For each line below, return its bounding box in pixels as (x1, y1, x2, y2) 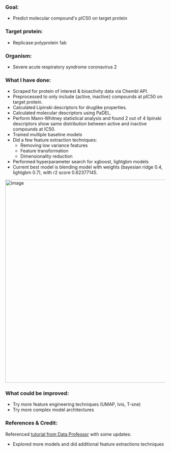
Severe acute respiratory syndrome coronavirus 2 (12, 64, 117, 70)
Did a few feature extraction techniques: (12, 137, 97, 143)
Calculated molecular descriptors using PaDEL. (12, 110, 111, 116)
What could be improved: (5, 390, 69, 397)
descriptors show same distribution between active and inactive (12, 121, 147, 127)
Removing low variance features (20, 142, 88, 148)
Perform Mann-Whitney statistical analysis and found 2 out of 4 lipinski (12, 115, 162, 121)
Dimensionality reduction (20, 153, 73, 159)
